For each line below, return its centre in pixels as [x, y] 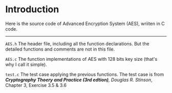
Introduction [32, 9]
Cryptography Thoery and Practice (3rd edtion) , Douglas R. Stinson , [79, 80]
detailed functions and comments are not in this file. [60, 49]
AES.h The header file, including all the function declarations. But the [77, 43]
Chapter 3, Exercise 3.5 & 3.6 [36, 85]
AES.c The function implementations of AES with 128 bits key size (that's [81, 59]
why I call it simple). [26, 64]
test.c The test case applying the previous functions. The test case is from [85, 74]
